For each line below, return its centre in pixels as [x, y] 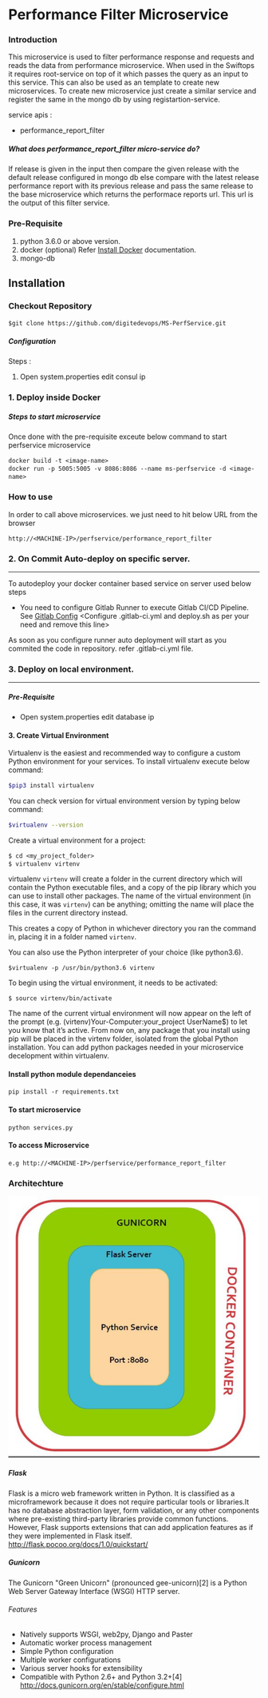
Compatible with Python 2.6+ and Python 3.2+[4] [101, 1676]
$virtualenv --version [46, 825]
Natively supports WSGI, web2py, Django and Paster [106, 1634]
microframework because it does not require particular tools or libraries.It [129, 1501]
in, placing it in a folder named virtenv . [73, 937]
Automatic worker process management [86, 1642]
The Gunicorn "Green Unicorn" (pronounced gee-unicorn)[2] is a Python [128, 1582]
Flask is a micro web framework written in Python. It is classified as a [122, 1493]
